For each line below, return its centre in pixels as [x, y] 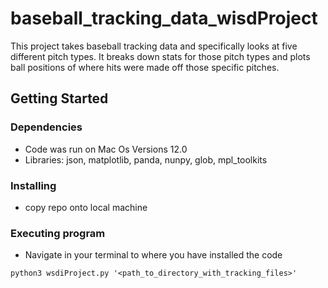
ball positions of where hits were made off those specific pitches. [145, 67]
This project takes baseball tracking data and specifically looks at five [154, 46]
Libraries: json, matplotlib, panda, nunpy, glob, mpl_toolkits [146, 159]
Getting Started [59, 98]
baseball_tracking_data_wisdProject [164, 18]
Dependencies [46, 127]
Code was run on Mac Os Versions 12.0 [106, 149]
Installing [33, 185]
